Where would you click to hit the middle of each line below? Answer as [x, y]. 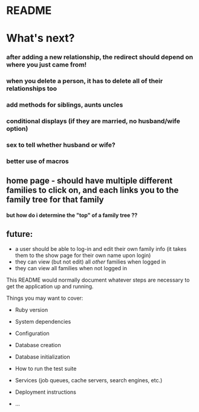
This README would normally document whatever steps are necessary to [98, 280]
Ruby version [31, 310]
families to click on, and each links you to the [93, 191]
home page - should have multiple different [90, 181]
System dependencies [43, 321]
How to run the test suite [46, 368]
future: [20, 234]
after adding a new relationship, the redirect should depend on [100, 57]
